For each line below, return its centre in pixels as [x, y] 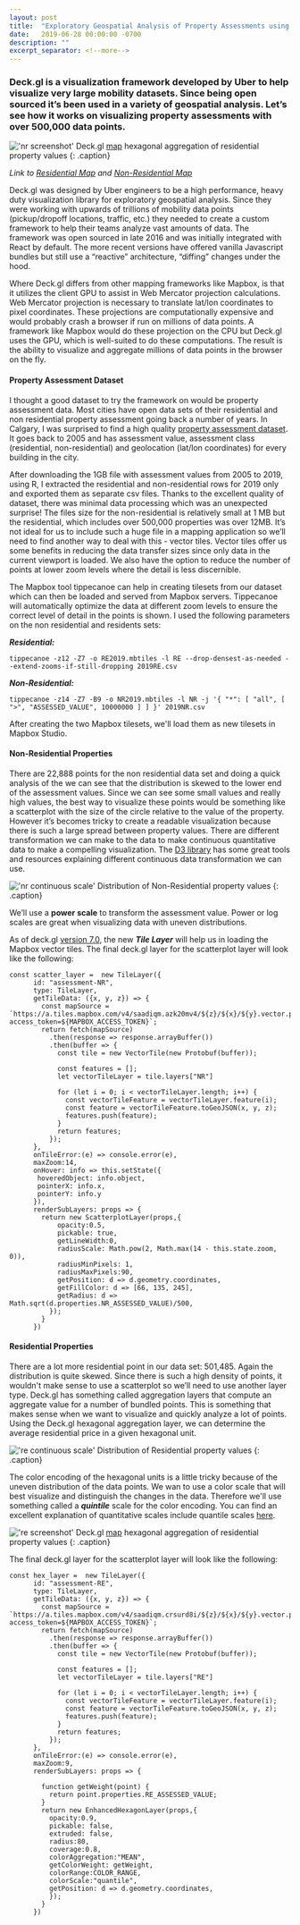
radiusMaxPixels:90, [95, 1272]
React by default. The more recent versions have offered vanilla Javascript [146, 248]
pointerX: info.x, [71, 1186]
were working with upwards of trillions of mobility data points [121, 209]
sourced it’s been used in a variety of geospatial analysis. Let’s [148, 105]
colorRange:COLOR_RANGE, [95, 1873]
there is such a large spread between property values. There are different [144, 830]
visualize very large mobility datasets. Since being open [133, 93]
